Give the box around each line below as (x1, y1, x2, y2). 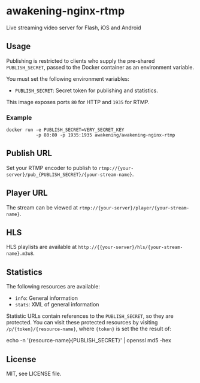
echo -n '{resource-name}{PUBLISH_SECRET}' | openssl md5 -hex (6, 337, 172, 344)
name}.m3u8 (6, 251, 34, 257)
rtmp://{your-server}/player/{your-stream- (79, 205, 190, 211)
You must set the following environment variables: (6, 75, 130, 82)
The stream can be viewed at (6, 203, 78, 211)
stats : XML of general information (14, 301, 99, 308)
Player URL (6, 188, 48, 198)
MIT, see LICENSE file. (6, 370, 62, 378)
